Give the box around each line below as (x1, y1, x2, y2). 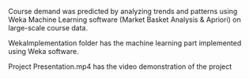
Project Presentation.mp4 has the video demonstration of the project (8, 62, 232, 71)
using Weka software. (8, 47, 79, 56)
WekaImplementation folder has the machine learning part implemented (8, 38, 242, 48)
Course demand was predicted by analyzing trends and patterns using (8, 7, 238, 16)
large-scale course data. (8, 23, 89, 32)
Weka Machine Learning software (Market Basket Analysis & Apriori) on (8, 15, 241, 24)
